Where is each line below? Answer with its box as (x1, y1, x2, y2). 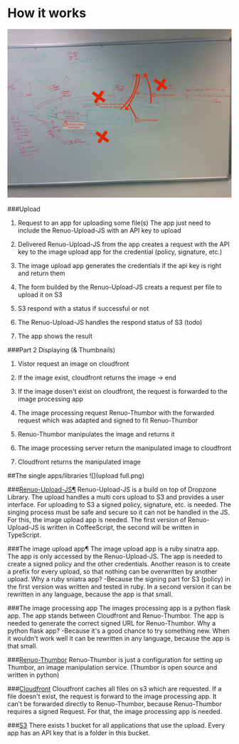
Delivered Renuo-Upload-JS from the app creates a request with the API (17, 240, 230, 248)
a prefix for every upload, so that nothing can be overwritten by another (7, 567, 218, 576)
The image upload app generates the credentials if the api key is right (17, 261, 222, 270)
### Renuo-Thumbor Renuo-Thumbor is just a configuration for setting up (7, 655, 223, 664)
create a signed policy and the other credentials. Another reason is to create (7, 559, 231, 568)
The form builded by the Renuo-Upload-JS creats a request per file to (17, 282, 223, 291)
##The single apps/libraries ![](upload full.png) (7, 471, 144, 479)
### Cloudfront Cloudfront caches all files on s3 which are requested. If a (7, 684, 222, 693)
